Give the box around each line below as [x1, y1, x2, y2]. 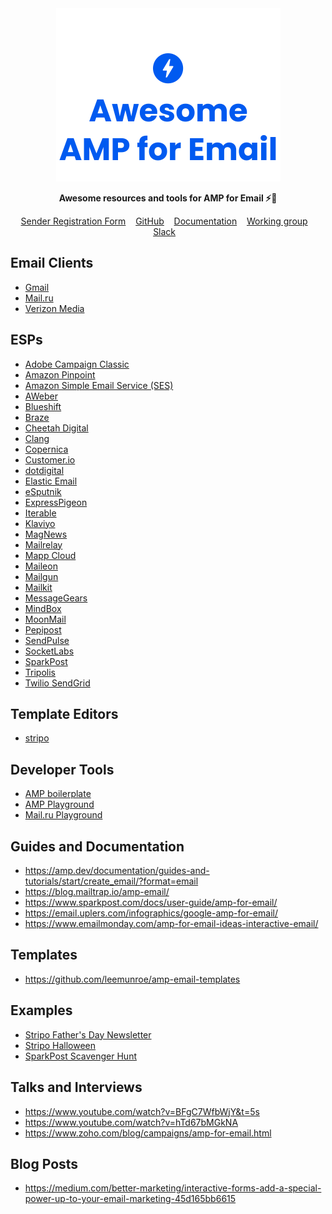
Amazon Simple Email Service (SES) [24, 379, 174, 391]
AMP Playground [24, 798, 95, 811]
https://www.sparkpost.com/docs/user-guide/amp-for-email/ [24, 897, 278, 909]
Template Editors [10, 706, 119, 723]
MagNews [24, 528, 68, 540]
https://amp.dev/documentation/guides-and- [24, 865, 210, 877]
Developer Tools [10, 761, 115, 778]
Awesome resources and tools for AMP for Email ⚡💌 [58, 192, 278, 204]
